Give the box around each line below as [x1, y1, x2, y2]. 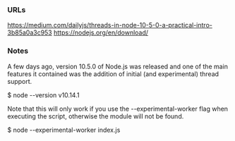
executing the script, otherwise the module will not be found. [7, 111, 184, 121]
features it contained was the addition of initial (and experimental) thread [7, 69, 219, 78]
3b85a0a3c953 [7, 28, 53, 37]
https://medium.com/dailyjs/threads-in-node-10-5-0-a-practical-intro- [7, 21, 213, 30]
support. [7, 77, 32, 85]
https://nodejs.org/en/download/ [53, 28, 149, 37]
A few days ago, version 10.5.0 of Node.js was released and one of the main [7, 62, 228, 70]
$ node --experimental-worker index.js [7, 125, 121, 134]
